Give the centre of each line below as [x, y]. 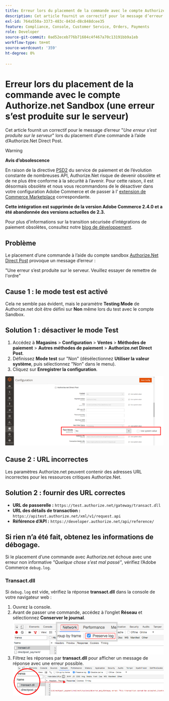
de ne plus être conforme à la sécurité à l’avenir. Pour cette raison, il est [79, 181]
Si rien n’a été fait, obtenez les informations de [79, 537]
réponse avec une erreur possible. [48, 663]
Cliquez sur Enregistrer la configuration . [55, 369]
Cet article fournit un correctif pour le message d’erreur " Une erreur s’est [81, 130]
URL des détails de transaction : [46, 510]
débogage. [23, 545]
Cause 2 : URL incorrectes [47, 460]
